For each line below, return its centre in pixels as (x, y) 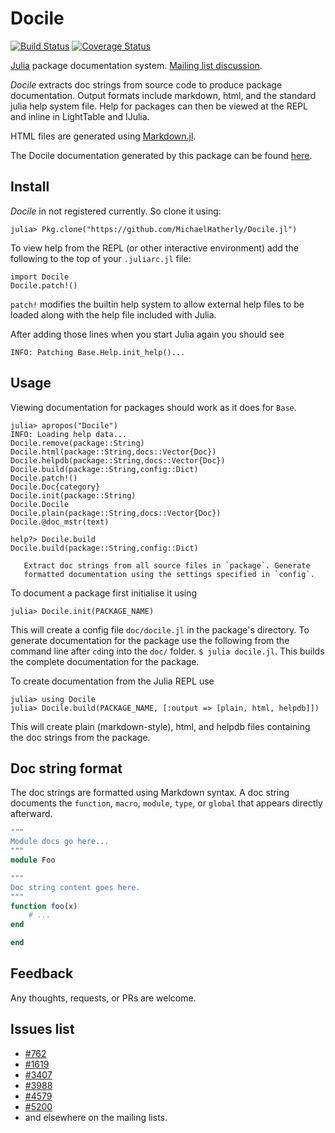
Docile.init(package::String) (73, 495)
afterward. (31, 814)
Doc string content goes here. (75, 887)
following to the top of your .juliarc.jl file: (101, 258)
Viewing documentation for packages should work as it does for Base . (153, 407)
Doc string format (66, 768)
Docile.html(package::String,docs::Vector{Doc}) (113, 452)
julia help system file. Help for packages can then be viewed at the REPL (159, 106)
